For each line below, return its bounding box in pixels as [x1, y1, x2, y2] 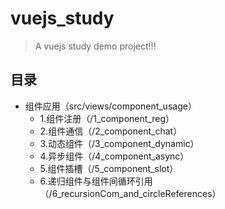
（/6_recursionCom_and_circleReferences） [39, 187, 222, 199]
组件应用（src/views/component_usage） [24, 100, 197, 112]
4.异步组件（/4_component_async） [39, 150, 190, 162]
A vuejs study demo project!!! [34, 40, 157, 52]
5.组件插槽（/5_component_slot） [39, 162, 179, 174]
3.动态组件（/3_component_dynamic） [39, 137, 200, 149]
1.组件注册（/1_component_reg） [39, 112, 175, 124]
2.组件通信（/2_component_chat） [39, 125, 183, 137]
